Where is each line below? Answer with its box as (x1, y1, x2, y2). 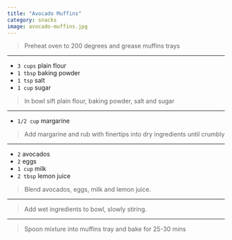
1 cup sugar (17, 83, 51, 92)
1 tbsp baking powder (17, 69, 81, 77)
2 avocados (17, 150, 50, 159)
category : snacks (7, 17, 57, 23)
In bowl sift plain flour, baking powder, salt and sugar (23, 97, 175, 106)
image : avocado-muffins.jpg (7, 23, 88, 30)
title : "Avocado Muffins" (7, 10, 81, 17)
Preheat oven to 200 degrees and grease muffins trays (23, 42, 180, 50)
